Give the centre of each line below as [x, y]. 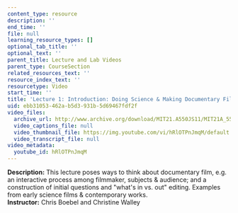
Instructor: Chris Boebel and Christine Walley [74, 202]
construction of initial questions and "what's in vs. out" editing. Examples [114, 187]
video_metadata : [31, 146]
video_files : [27, 113]
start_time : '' [30, 93]
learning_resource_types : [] [50, 40]
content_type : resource [42, 14]
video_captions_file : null [53, 126]
